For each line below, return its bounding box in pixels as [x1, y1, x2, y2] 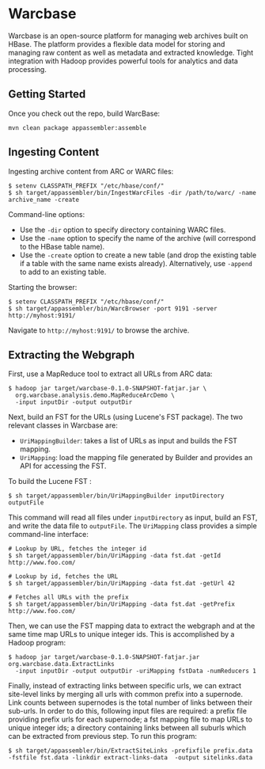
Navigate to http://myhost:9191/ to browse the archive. [8, 325, 190, 335]
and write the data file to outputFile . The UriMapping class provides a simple [8, 521, 257, 531]
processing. [8, 64, 47, 74]
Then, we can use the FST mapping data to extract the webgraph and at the [8, 621, 256, 630]
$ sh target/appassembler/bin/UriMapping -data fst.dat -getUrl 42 [8, 580, 236, 588]
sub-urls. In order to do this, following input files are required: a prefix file [8, 706, 248, 716]
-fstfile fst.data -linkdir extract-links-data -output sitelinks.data [8, 754, 253, 762]
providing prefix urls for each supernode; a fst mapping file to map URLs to [8, 714, 253, 725]
